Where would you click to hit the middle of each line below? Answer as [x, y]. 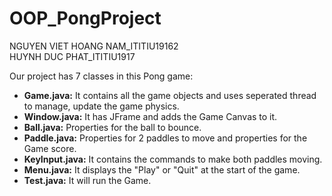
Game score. [50, 148]
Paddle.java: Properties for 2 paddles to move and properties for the [165, 138]
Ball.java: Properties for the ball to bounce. [112, 127]
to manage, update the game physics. [101, 106]
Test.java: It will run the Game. [87, 180]
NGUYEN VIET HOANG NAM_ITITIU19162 [94, 46]
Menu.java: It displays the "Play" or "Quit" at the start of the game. [162, 169]
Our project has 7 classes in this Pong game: [101, 76]
